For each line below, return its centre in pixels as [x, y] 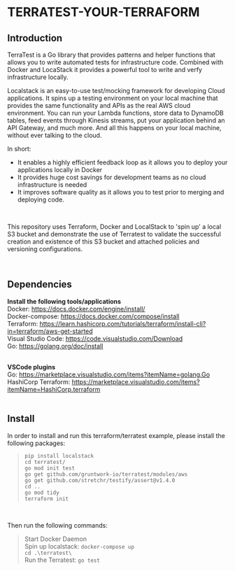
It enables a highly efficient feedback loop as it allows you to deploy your [122, 162]
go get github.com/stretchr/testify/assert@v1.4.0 [100, 480]
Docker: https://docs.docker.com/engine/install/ [76, 309]
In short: [19, 149]
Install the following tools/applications [64, 301]
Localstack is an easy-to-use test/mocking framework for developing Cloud [116, 91]
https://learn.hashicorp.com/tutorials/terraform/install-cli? [123, 323]
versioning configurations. [45, 249]
